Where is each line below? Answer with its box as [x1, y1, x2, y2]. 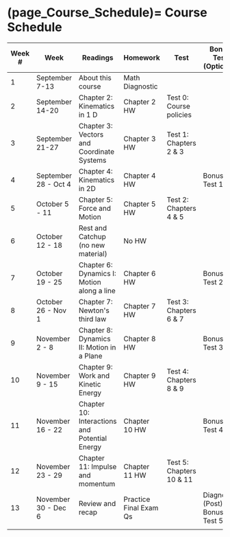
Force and [78, 203, 112, 213]
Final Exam [123, 503, 159, 512]
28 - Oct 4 [36, 179, 72, 189]
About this [78, 73, 112, 82]
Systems [78, 155, 107, 165]
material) [78, 249, 107, 258]
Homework [123, 53, 160, 62]
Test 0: [166, 93, 190, 102]
